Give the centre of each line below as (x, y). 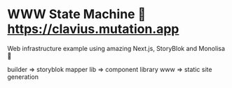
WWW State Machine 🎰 (77, 14)
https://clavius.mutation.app (93, 29)
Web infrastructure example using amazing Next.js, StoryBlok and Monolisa (116, 48)
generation (23, 77)
